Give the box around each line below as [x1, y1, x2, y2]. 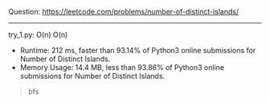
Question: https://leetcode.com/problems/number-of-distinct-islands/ [8, 7, 239, 16]
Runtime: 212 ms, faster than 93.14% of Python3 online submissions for [19, 46, 256, 55]
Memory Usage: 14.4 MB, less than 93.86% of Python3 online [19, 63, 225, 72]
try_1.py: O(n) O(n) [8, 30, 68, 39]
